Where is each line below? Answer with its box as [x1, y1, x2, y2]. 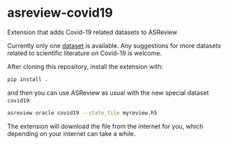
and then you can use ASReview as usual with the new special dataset [7, 89, 209, 97]
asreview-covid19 [7, 5, 113, 21]
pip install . [7, 75, 49, 83]
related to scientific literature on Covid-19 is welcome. [7, 49, 162, 57]
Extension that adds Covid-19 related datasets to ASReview [7, 28, 178, 36]
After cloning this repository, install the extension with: [7, 62, 164, 70]
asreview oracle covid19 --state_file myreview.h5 [7, 109, 158, 116]
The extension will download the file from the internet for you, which [7, 122, 204, 130]
